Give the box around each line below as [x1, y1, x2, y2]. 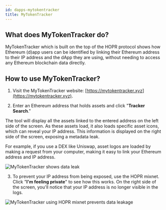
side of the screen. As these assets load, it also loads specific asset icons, [5, 123, 159, 129]
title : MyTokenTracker [5, 12, 53, 17]
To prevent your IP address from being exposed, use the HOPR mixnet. [12, 173, 159, 179]
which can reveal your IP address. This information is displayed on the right [5, 128, 161, 134]
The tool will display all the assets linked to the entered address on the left [5, 118, 159, 124]
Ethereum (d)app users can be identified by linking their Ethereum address [5, 49, 160, 55]
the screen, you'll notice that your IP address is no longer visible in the [12, 184, 158, 190]
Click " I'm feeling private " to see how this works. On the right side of [12, 179, 156, 185]
